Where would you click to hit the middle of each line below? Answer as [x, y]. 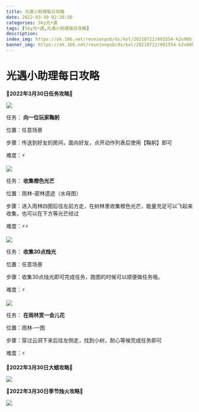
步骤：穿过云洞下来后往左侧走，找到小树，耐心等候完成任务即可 [84, 340]
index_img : [20, 39]
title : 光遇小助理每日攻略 [36, 12]
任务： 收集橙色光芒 [30, 180]
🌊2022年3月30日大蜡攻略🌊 [39, 367]
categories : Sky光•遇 [32, 23]
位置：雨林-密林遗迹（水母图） [44, 193]
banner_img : [21, 45]
